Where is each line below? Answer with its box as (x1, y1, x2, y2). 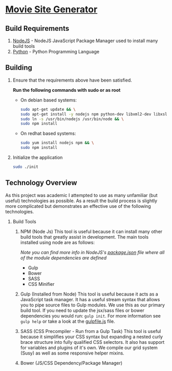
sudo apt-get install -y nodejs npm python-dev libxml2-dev (20, 111, 152, 116)
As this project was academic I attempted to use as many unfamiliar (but (5, 192, 158, 198)
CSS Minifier (28, 281, 55, 287)
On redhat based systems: (20, 130, 76, 136)
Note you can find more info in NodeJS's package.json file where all (20, 249, 165, 255)
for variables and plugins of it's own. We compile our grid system (20, 344, 158, 350)
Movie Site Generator (5, 4, 98, 15)
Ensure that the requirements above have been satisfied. (12, 77, 132, 83)
